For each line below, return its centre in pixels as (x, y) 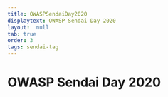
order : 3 (20, 41)
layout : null (28, 27)
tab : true (22, 34)
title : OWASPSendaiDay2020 (47, 14)
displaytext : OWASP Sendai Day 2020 (62, 21)
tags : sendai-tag (33, 47)
